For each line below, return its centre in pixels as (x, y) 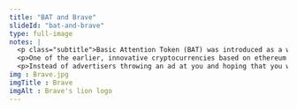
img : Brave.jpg (39, 75)
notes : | (25, 42)
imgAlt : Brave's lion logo (61, 91)
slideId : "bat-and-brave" (57, 25)
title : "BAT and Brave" (53, 17)
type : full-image (41, 33)
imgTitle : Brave (41, 83)
